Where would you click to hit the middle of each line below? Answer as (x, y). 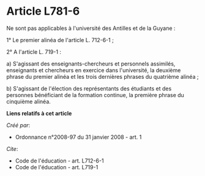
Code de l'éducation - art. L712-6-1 (59, 161)
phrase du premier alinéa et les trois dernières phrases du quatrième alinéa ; (102, 76)
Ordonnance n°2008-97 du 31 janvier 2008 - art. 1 (78, 137)
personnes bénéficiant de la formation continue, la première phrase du (95, 95)
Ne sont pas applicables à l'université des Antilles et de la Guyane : (91, 28)
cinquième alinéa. (28, 101)
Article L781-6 (43, 11)
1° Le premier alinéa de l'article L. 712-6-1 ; (60, 40)
